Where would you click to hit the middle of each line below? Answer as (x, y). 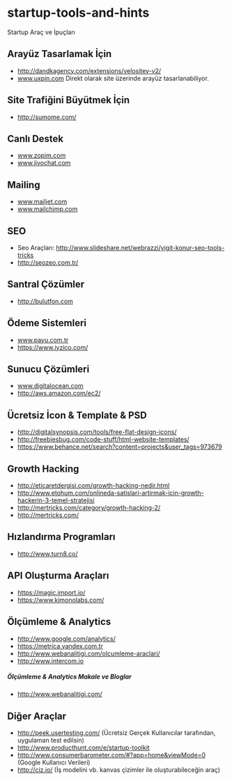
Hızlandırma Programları (61, 537)
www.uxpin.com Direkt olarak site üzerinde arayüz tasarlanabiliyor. (113, 78)
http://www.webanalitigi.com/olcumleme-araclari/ (88, 654)
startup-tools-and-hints (78, 13)
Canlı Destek (36, 138)
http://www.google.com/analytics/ (67, 638)
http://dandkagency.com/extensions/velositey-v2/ (89, 70)
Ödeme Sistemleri (47, 323)
